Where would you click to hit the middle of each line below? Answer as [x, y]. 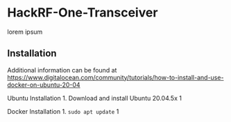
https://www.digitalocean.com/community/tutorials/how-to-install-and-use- [115, 77]
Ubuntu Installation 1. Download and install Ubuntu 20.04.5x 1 [95, 98]
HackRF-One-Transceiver [83, 13]
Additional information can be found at [62, 70]
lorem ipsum [25, 32]
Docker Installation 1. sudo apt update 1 [63, 111]
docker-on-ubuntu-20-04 [44, 85]
